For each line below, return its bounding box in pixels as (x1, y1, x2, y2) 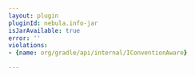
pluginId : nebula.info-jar (8, 19, 98, 27)
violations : (8, 42, 48, 50)
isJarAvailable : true (8, 26, 81, 34)
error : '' (8, 34, 42, 42)
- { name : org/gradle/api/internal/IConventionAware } (8, 49, 188, 57)
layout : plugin (8, 11, 59, 20)
